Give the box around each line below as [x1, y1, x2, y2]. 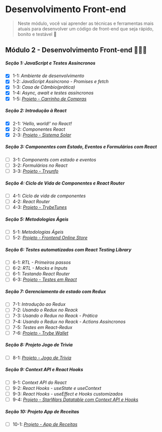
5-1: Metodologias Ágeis [12, 229, 64, 235]
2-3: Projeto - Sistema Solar [12, 132, 71, 138]
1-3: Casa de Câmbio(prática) [12, 84, 75, 90]
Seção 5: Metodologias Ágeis [5, 216, 69, 222]
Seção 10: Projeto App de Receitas [5, 408, 79, 414]
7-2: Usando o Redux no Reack [12, 307, 78, 313]
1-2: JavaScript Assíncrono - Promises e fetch [12, 79, 109, 85]
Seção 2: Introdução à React [5, 107, 67, 114]
